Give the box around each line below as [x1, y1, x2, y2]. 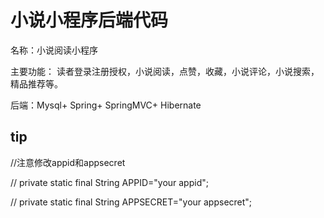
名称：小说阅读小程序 [10, 44, 98, 56]
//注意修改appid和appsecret [10, 156, 126, 168]
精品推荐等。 [10, 77, 63, 90]
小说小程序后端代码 [10, 9, 169, 32]
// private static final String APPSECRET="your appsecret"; [10, 196, 253, 208]
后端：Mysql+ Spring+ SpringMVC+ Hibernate [10, 99, 202, 111]
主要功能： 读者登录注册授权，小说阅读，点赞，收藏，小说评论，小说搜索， [10, 65, 320, 77]
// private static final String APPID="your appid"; [10, 176, 209, 188]
